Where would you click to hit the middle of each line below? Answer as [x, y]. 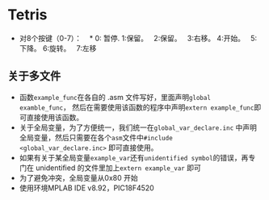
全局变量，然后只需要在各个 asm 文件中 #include [96, 137]
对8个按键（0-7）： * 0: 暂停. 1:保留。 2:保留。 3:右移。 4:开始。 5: [138, 38]
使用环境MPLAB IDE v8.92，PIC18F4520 [86, 188]
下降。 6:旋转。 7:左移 [58, 48]
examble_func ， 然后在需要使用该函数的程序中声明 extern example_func [137, 107]
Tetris [27, 15]
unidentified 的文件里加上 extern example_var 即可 [118, 168]
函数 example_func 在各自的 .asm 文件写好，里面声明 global [115, 97]
